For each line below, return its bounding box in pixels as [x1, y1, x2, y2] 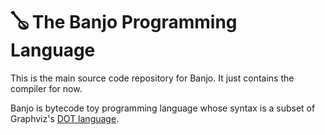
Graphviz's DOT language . [10, 112, 120, 124]
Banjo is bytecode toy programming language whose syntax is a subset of [10, 102, 316, 114]
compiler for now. [10, 82, 83, 94]
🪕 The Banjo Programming [10, 11, 238, 34]
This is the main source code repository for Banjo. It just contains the [10, 72, 295, 84]
